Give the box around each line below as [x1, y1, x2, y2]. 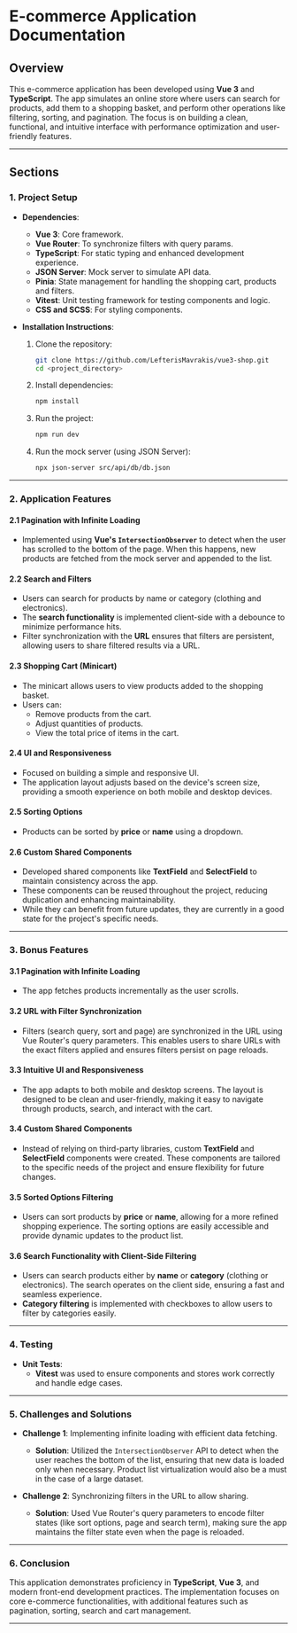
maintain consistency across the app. [21, 876, 158, 887]
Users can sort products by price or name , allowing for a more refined [21, 1212, 278, 1223]
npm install [34, 397, 80, 406]
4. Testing [9, 1339, 53, 1351]
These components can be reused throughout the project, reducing [21, 885, 268, 896]
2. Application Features [9, 492, 112, 504]
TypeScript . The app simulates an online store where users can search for [9, 93, 280, 104]
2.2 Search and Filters [9, 574, 92, 584]
